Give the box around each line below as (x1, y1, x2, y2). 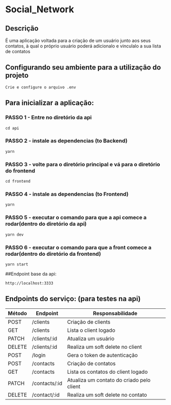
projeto (5, 71, 29, 80)
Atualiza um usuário (67, 335, 115, 342)
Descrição (5, 24, 39, 33)
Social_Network (5, 4, 74, 15)
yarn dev (5, 232, 24, 237)
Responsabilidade (93, 309, 137, 317)
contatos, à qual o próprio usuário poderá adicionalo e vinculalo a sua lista (5, 43, 161, 49)
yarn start (5, 262, 28, 267)
